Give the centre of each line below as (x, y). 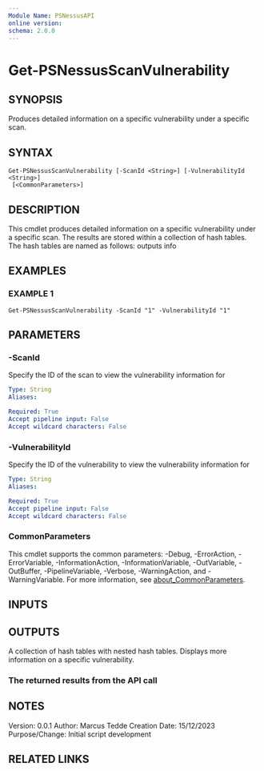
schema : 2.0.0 (32, 30)
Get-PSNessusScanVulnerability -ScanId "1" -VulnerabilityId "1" (119, 310)
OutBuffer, (25, 571)
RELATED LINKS (49, 759)
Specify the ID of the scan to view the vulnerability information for (117, 375)
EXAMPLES (37, 271)
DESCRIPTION (44, 209)
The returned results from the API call (83, 680)
